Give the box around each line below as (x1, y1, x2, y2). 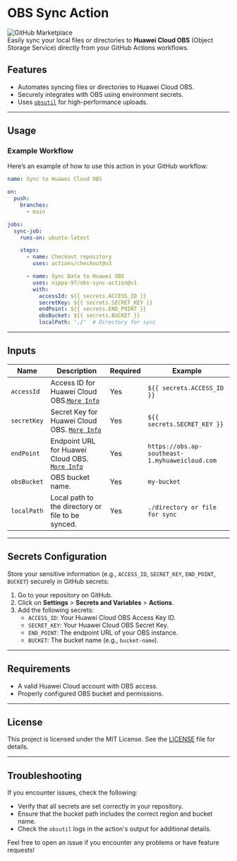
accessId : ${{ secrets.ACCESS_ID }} (38, 292, 147, 300)
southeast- (147, 449, 185, 457)
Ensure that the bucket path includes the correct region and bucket (17, 809, 213, 818)
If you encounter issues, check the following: (7, 788, 138, 797)
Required (109, 365, 141, 375)
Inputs (7, 345, 37, 357)
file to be (50, 510, 80, 520)
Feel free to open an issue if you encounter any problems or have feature (7, 838, 220, 847)
